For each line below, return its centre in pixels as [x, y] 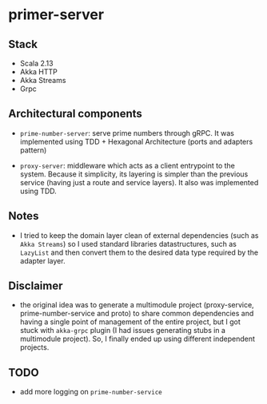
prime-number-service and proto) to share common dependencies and [137, 314]
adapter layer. [42, 260]
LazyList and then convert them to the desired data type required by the [139, 252]
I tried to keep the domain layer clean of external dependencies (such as [139, 235]
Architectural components [75, 114]
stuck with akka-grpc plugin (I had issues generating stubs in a [123, 331]
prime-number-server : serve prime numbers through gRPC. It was [127, 133]
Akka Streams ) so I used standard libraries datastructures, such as [128, 244]
